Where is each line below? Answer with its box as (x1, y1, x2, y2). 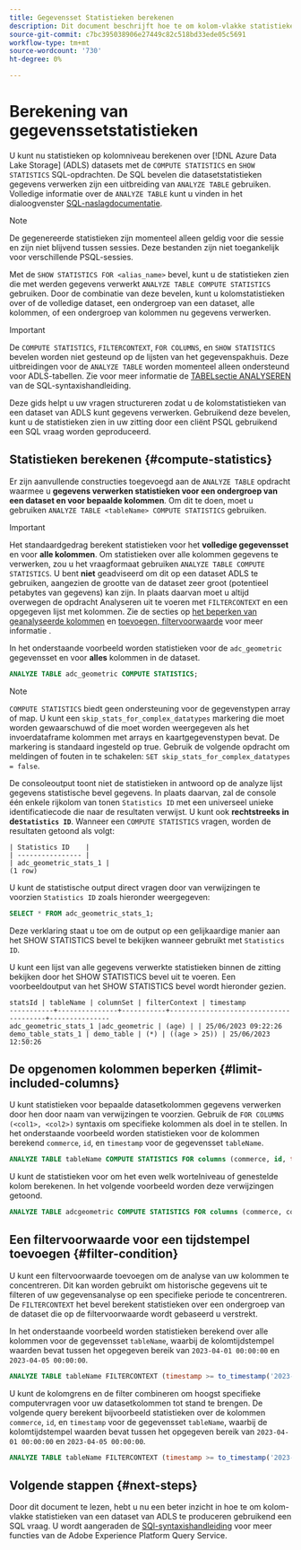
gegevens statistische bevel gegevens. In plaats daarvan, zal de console (9, 787, 277, 798)
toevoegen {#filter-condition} (9, 1247, 179, 1262)
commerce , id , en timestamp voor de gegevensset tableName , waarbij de (9, 1416, 268, 1427)
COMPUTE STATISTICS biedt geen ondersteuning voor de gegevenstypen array (9, 703, 291, 714)
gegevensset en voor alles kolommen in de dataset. (9, 652, 201, 662)
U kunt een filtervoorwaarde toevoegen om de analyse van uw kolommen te (9, 1270, 289, 1281)
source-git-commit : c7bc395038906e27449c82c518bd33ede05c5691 (9, 30, 246, 39)
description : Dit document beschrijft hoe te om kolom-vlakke (9, 22, 246, 31)
